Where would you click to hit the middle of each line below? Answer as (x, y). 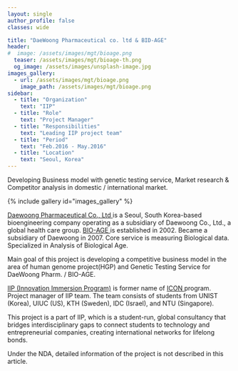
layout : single (30, 14)
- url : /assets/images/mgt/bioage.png (72, 80)
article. (17, 361)
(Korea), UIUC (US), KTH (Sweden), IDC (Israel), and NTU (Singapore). (111, 303)
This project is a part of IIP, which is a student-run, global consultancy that (117, 317)
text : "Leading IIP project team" (71, 133)
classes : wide (29, 27)
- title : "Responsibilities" (57, 126)
